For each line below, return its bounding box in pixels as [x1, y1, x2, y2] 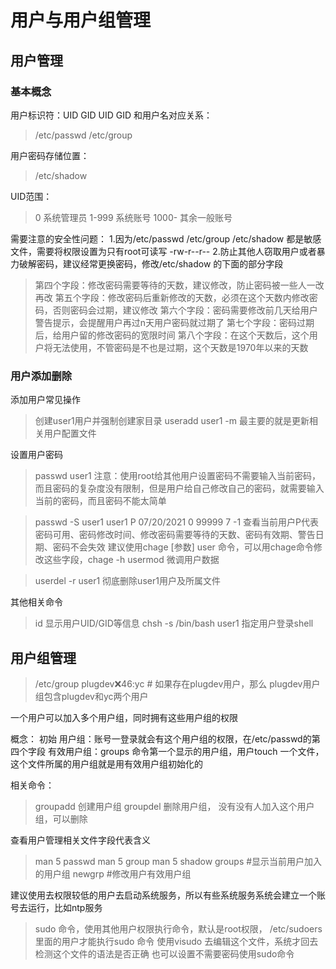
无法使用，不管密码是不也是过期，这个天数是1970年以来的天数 [52, 341, 309, 353]
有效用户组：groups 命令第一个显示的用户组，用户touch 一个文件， [47, 745, 325, 757]
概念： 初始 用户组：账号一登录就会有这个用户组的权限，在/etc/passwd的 [10, 732, 312, 745]
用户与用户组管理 [10, 9, 152, 32]
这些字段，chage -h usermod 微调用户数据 [43, 554, 220, 566]
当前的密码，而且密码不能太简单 [34, 495, 167, 507]
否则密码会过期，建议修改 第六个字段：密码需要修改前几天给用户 [52, 304, 318, 316]
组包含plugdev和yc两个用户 [34, 690, 149, 702]
